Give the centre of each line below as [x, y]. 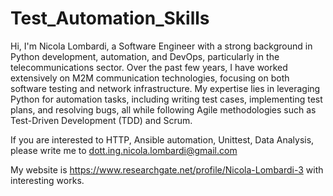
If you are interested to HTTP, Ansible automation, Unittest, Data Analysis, [162, 139]
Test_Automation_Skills [110, 18]
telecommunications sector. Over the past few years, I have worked [149, 67]
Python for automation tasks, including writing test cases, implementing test [166, 99]
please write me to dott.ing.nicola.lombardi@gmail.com [124, 150]
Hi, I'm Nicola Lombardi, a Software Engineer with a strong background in [161, 46]
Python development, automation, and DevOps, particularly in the [145, 56]
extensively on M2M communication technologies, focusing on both [150, 78]
